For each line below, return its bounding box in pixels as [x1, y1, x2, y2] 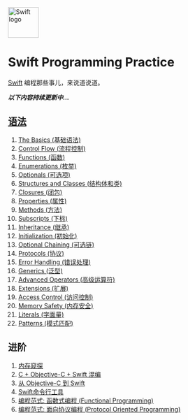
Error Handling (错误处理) [17, 258, 92, 266]
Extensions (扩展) [17, 284, 68, 292]
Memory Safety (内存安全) [17, 301, 94, 310]
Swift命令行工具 [17, 387, 64, 396]
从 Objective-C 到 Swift [17, 379, 85, 387]
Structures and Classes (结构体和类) [17, 179, 122, 187]
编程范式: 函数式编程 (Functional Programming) [17, 396, 154, 405]
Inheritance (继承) [17, 223, 70, 231]
